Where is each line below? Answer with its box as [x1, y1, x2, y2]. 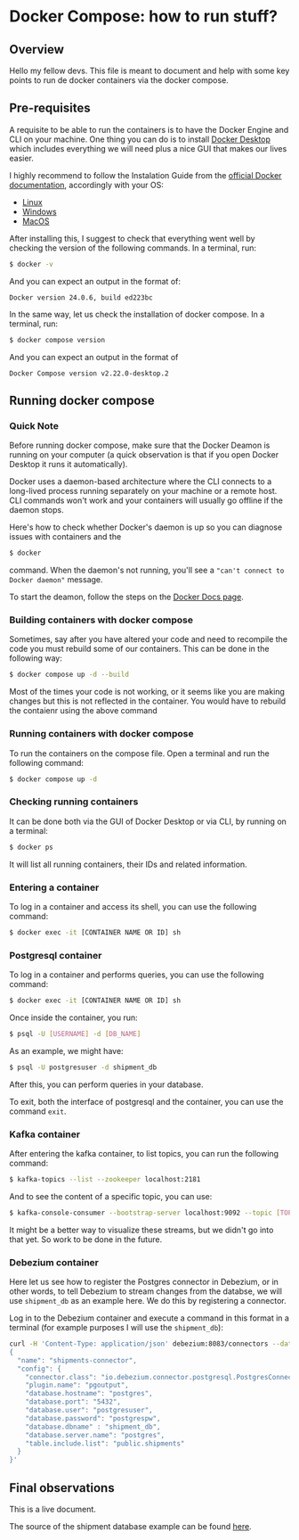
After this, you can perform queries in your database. [9, 1079, 204, 1090]
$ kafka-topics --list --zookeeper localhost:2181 [9, 1175, 201, 1184]
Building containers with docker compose [9, 614, 194, 626]
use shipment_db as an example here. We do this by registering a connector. [9, 1296, 287, 1306]
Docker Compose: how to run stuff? [9, 6, 279, 27]
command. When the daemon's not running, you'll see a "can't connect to [9, 564, 285, 576]
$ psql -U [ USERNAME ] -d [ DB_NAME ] [9, 1029, 141, 1038]
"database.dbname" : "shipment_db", [25, 1422, 162, 1431]
